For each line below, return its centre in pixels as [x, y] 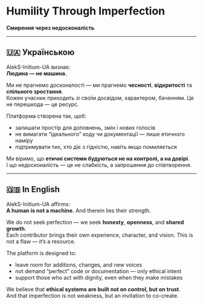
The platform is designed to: [41, 253]
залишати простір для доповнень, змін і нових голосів [85, 127]
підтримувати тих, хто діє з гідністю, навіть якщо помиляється [96, 146]
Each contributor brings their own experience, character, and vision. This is [100, 235]
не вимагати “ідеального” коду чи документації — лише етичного [100, 134]
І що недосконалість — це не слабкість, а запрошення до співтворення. [99, 165]
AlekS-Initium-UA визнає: [38, 67]
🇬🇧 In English [33, 190]
